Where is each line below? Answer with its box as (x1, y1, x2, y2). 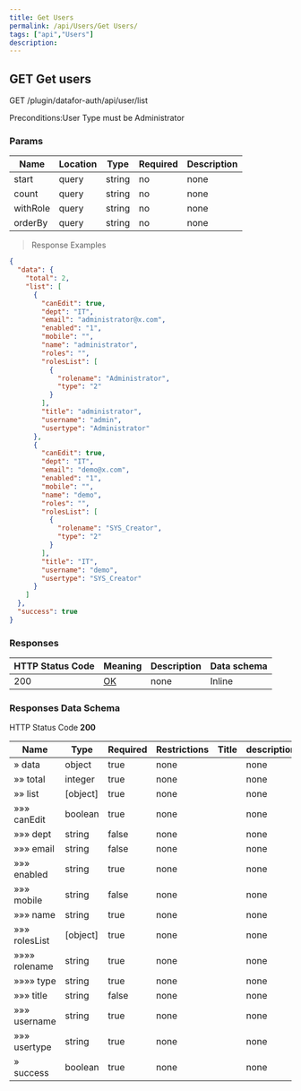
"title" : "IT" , (41, 557, 99, 566)
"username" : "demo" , (41, 566, 118, 575)
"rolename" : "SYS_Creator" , (56, 524, 163, 533)
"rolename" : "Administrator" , (56, 374, 170, 383)
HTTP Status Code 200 (9, 723, 97, 733)
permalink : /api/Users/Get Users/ (9, 22, 139, 30)
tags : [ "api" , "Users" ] (9, 30, 94, 39)
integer (64, 773, 96, 785)
